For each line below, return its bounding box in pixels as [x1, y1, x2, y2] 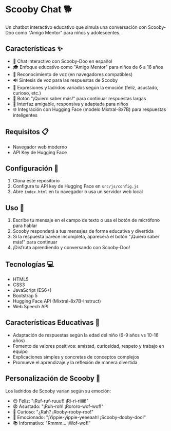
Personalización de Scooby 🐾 [5, 374, 101, 383]
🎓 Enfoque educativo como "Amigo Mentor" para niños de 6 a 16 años [12, 64, 163, 70]
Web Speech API [12, 304, 49, 309]
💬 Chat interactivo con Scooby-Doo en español [12, 58, 112, 64]
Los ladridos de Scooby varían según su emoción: [5, 388, 111, 394]
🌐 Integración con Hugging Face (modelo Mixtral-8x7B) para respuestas [12, 106, 166, 113]
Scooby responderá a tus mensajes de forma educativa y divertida [12, 228, 154, 234]
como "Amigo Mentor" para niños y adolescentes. [15, 29, 121, 35]
